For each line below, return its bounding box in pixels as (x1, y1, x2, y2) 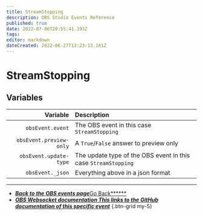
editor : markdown (6, 37, 50, 43)
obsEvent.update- (19, 152, 69, 159)
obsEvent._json (25, 169, 69, 176)
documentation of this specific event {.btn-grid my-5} (14, 202, 152, 209)
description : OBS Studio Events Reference (6, 15, 115, 21)
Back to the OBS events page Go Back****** (14, 189, 127, 197)
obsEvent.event (25, 125, 69, 131)
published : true (6, 20, 47, 26)
